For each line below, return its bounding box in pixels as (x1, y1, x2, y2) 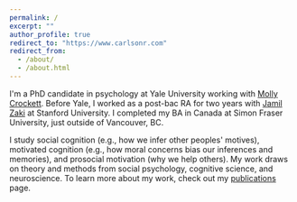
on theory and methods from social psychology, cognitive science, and (9, 163, 274, 174)
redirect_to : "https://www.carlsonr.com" (9, 38, 168, 48)
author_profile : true (9, 30, 91, 39)
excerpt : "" (9, 22, 54, 31)
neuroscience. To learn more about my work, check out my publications (9, 172, 277, 183)
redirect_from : (9, 47, 67, 56)
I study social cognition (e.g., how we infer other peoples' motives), (9, 134, 260, 145)
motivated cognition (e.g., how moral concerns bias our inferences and (9, 143, 274, 154)
